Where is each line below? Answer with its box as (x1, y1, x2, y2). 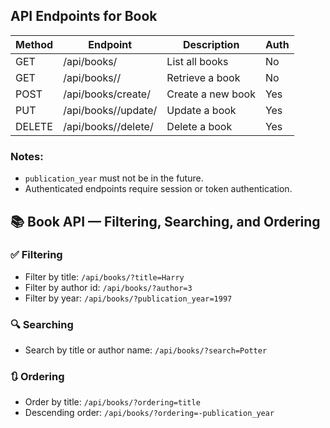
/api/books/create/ (63, 87, 151, 101)
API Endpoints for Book (10, 8, 158, 25)
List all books (166, 54, 229, 68)
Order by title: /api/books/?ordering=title (24, 396, 201, 408)
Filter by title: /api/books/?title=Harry (24, 270, 185, 283)
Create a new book (166, 87, 256, 101)
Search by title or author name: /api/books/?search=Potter (24, 344, 268, 356)
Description (182, 37, 240, 51)
